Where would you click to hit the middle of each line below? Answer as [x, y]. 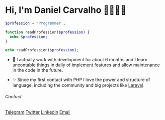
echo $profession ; [29, 37]
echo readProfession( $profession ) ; [42, 50]
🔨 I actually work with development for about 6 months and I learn [80, 60]
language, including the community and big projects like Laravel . [78, 85]
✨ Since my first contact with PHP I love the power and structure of [81, 80]
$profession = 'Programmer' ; [35, 23]
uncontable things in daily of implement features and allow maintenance [86, 65]
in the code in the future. [38, 70]
